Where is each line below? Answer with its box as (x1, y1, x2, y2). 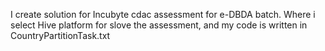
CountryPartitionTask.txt (10, 30, 111, 41)
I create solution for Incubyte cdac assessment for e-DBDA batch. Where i (10, 9, 316, 20)
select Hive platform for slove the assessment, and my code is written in (10, 19, 308, 31)
